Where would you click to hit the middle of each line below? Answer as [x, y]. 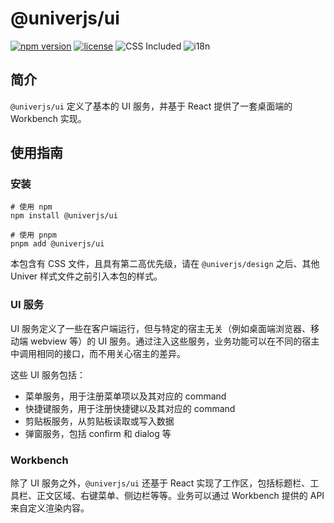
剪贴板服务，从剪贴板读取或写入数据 [99, 421]
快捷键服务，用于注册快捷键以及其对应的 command [130, 408]
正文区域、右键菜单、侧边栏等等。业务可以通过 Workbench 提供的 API [180, 496]
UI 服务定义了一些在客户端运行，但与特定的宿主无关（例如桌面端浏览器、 [161, 328]
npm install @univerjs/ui [64, 216]
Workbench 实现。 [48, 118]
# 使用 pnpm [33, 235]
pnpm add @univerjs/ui [57, 244]
